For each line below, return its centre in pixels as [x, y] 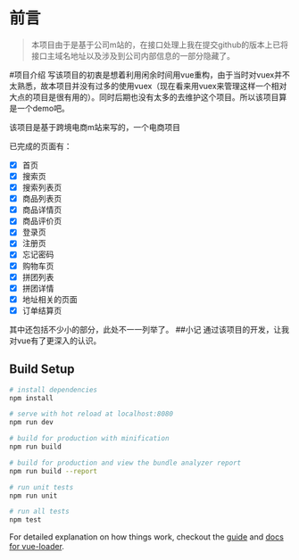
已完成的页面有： [41, 146]
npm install [31, 398]
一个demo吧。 [43, 108]
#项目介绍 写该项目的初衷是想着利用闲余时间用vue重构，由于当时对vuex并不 [149, 74]
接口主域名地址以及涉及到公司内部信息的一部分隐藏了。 [133, 55]
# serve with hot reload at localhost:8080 [91, 414]
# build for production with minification [89, 439]
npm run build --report [54, 471]
